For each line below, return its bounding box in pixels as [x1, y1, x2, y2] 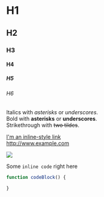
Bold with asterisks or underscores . [6, 115, 97, 122]
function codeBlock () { [6, 174, 67, 180]
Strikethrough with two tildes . [6, 121, 80, 129]
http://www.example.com [6, 140, 70, 147]
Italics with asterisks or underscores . [6, 108, 99, 115]
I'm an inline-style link [6, 133, 61, 140]
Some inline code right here [6, 163, 78, 170]
